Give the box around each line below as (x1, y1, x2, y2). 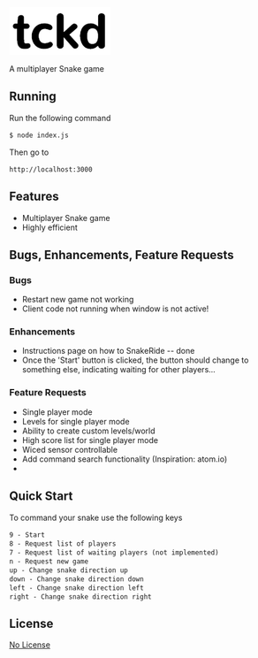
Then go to (9, 147, 49, 157)
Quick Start (9, 489, 73, 504)
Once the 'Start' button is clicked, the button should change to (21, 355, 249, 365)
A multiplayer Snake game (9, 64, 104, 73)
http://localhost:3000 (9, 164, 93, 174)
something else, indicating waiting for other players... (21, 364, 216, 375)
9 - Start (9, 530, 46, 539)
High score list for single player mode (21, 434, 159, 445)
